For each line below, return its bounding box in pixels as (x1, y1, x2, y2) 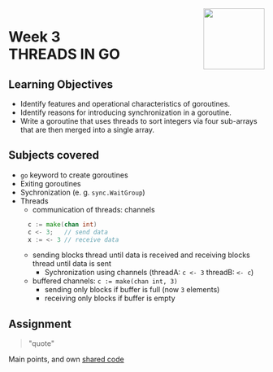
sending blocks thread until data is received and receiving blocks (32, 250, 250, 260)
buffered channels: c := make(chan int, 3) (32, 276, 178, 286)
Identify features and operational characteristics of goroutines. (19, 99, 230, 108)
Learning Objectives (8, 77, 114, 91)
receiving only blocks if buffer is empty (44, 293, 176, 304)
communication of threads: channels (32, 204, 156, 214)
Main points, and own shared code (8, 354, 124, 365)
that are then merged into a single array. (19, 125, 154, 134)
